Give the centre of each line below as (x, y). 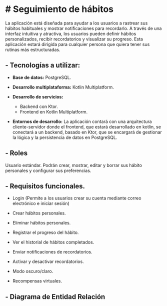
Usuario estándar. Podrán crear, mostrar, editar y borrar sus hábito (74, 165)
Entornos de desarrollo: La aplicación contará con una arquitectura (82, 121)
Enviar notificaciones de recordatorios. (52, 252)
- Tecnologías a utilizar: (43, 65)
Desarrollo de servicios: (38, 96)
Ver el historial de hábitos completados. (53, 242)
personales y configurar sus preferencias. (48, 170)
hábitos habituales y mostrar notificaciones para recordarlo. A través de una (83, 28)
